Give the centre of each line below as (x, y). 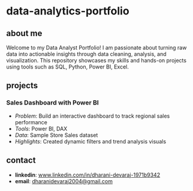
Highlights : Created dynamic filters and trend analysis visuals (91, 141)
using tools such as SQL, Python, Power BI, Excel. (67, 67)
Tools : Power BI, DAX (41, 129)
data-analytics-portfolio (68, 11)
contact (21, 160)
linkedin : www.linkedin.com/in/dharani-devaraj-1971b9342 (88, 175)
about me (24, 33)
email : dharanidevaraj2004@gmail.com (64, 181)
